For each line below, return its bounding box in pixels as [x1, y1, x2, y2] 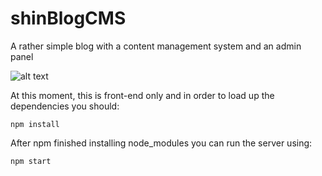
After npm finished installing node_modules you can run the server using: [10, 137, 313, 149]
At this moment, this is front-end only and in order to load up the [10, 89, 275, 101]
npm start [10, 156, 52, 166]
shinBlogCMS [10, 7, 127, 30]
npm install [10, 119, 60, 129]
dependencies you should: [10, 100, 120, 112]
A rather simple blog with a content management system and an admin [10, 40, 302, 52]
